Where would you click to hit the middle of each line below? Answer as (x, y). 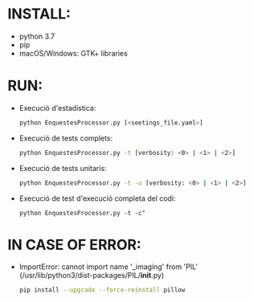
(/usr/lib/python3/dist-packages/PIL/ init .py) (92, 275)
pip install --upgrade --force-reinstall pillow (102, 290)
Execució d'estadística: (57, 108)
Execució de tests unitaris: (63, 168)
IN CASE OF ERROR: (74, 245)
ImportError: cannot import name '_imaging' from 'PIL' (109, 267)
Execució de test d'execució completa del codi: (97, 198)
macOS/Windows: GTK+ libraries (73, 53)
